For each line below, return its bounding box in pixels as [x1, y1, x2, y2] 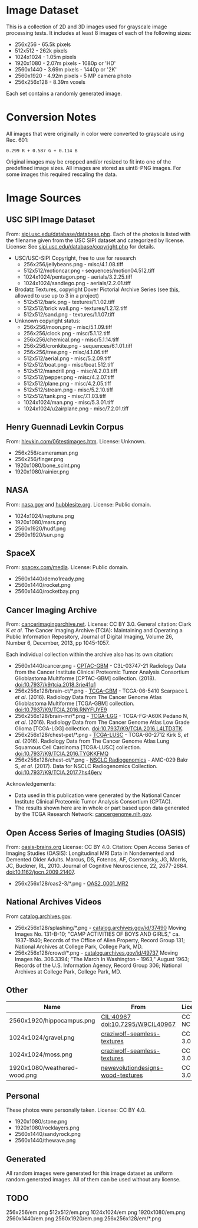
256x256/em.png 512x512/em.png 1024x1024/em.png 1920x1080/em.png [6, 1209, 186, 1216]
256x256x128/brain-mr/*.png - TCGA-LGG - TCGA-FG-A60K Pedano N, [14, 713, 189, 720]
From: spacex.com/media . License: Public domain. [6, 564, 128, 571]
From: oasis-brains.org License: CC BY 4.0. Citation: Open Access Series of [6, 843, 190, 850]
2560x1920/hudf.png [14, 525, 66, 532]
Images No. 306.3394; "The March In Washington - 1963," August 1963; [14, 955, 190, 962]
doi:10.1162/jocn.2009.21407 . [6, 868, 75, 876]
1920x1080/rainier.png [14, 468, 70, 475]
